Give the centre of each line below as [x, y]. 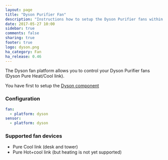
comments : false [22, 33]
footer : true [19, 43]
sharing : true [20, 38]
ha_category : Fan [23, 52]
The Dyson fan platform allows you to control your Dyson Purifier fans [77, 71]
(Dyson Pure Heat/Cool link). [35, 76]
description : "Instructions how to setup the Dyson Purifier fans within [84, 19]
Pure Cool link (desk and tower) [45, 147]
